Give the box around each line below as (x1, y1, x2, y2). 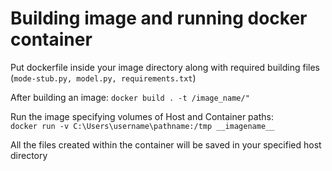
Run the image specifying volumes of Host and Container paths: (10, 110, 274, 122)
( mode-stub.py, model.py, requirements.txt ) (10, 72, 197, 84)
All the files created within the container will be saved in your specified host (10, 138, 322, 151)
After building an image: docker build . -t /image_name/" (10, 91, 250, 103)
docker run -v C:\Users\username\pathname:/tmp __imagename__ (10, 121, 275, 131)
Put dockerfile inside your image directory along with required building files (10, 61, 321, 73)
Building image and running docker (10, 7, 308, 30)
